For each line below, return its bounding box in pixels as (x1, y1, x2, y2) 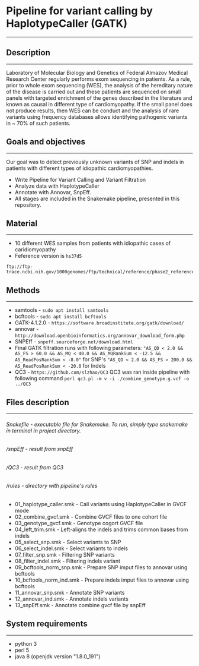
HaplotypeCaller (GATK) (6, 17, 127, 30)
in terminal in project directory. (6, 427, 81, 434)
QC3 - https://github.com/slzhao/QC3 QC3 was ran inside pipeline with (14, 368, 190, 375)
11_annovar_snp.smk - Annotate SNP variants (14, 589, 125, 596)
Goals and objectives (6, 137, 86, 147)
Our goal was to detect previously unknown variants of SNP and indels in (6, 158, 184, 165)
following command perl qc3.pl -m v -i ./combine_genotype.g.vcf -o (14, 375, 190, 382)
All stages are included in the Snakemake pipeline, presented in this (14, 195, 180, 202)
